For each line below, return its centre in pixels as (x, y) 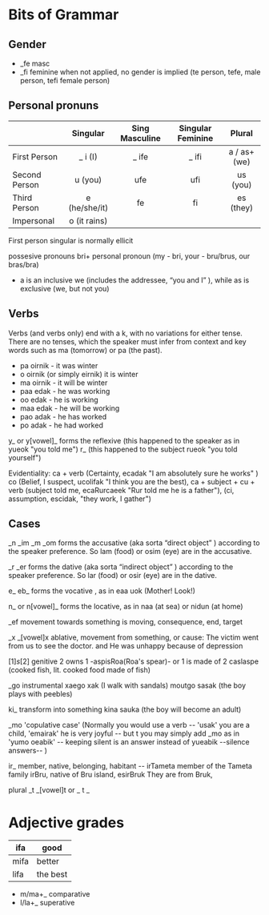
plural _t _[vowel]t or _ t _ (49, 790)
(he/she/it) (88, 207)
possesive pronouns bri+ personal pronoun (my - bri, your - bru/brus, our (129, 256)
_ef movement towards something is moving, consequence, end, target (125, 622)
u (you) (88, 179)
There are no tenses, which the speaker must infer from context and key (127, 341)
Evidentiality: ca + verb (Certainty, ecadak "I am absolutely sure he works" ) (133, 473)
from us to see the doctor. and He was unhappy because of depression (126, 646)
